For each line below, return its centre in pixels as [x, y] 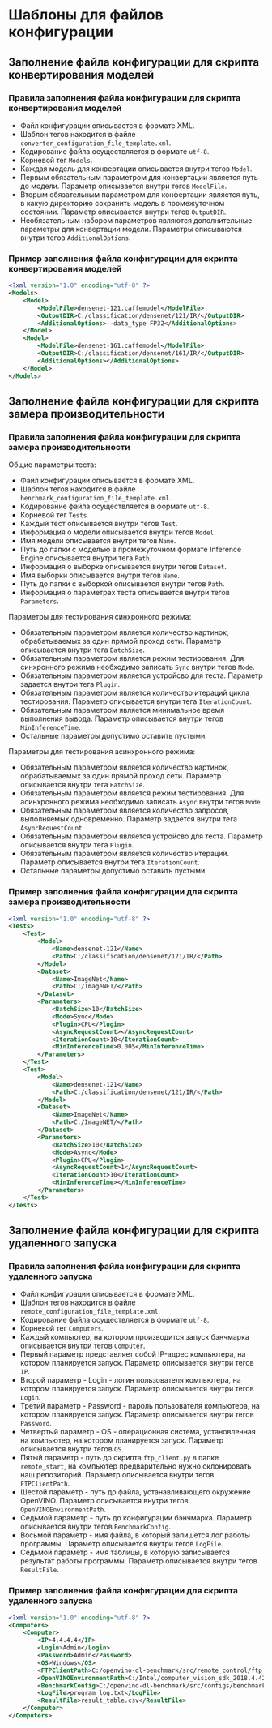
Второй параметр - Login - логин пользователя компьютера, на [130, 1380]
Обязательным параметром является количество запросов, [125, 810]
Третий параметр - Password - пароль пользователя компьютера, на [140, 1406]
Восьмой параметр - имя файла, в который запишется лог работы [135, 1535]
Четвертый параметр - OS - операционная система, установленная [138, 1432]
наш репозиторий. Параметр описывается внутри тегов [117, 1475]
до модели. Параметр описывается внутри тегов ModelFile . [123, 186]
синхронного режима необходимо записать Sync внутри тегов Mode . [137, 667]
